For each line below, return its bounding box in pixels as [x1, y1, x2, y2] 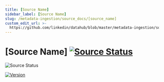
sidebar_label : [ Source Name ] [5, 12, 67, 17]
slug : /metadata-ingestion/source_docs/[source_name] [5, 16, 117, 21]
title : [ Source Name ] [5, 7, 49, 12]
